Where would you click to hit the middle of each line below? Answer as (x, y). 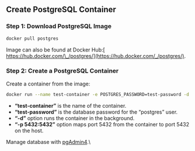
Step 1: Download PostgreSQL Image (59, 26)
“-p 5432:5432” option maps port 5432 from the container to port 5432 (102, 124)
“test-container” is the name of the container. (70, 105)
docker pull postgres (32, 38)
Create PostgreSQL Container (61, 10)
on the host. (29, 131)
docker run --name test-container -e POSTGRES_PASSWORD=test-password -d (98, 94)
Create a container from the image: (48, 84)
